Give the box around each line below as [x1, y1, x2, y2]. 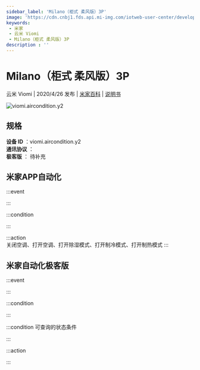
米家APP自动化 [6, 172, 61, 182]
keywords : [6, 20, 31, 26]
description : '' [6, 42, 49, 48]
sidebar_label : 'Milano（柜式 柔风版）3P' [6, 8, 107, 15]
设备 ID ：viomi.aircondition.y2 [6, 138, 82, 145]
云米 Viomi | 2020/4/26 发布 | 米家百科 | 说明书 [6, 90, 121, 97]
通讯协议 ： [6, 145, 34, 153]
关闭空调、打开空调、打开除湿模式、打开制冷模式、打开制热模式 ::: [6, 241, 169, 248]
